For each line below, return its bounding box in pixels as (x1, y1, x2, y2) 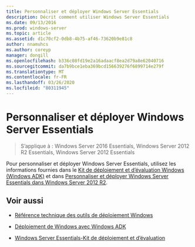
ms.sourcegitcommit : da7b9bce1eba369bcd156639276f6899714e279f (6, 63, 164, 69)
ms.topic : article (6, 31, 51, 36)
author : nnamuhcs (6, 42, 49, 48)
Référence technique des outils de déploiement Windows (14, 211, 153, 218)
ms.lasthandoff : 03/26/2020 (6, 80, 75, 86)
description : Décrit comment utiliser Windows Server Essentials (6, 14, 169, 20)
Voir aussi (6, 196, 43, 206)
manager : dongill (6, 52, 49, 58)
